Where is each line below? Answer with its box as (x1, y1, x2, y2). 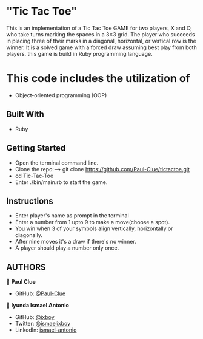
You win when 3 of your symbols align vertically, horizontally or (15, 225, 173, 232)
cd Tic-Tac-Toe (15, 172, 53, 179)
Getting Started (6, 143, 66, 153)
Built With (6, 109, 44, 120)
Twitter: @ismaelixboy (15, 320, 71, 327)
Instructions (6, 196, 53, 206)
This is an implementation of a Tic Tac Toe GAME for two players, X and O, (6, 24, 193, 32)
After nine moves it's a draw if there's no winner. (15, 238, 136, 245)
